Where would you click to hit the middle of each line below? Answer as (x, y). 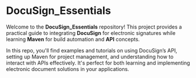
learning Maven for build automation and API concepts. (73, 39)
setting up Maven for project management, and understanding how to (90, 56)
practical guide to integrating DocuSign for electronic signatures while (91, 33)
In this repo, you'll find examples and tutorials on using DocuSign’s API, (92, 50)
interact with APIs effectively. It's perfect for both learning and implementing (98, 63)
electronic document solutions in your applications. (68, 69)
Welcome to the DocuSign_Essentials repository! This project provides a (94, 27)
